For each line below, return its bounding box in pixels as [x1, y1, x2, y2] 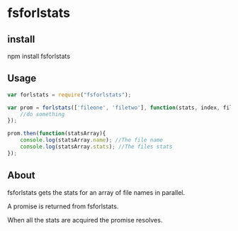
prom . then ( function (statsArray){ [7, 130, 106, 137]
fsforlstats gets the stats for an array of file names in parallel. [7, 188, 186, 196]
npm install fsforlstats [7, 52, 71, 60]
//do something [20, 111, 65, 118]
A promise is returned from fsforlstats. [7, 202, 119, 210]
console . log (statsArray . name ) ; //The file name [20, 137, 163, 144]
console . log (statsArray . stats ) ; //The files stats [20, 143, 173, 150]
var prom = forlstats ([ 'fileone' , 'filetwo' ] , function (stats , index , [7, 104, 220, 111]
